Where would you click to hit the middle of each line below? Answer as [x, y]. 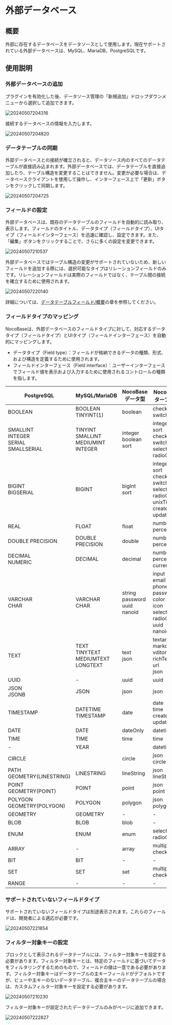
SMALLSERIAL [25, 449]
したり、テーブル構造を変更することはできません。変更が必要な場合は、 [86, 172]
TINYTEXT [88, 652]
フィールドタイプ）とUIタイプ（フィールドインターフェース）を [90, 335]
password [134, 599]
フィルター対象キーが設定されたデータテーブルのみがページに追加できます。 [86, 1007]
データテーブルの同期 [31, 148]
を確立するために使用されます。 [39, 281]
